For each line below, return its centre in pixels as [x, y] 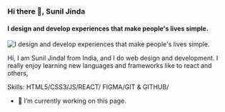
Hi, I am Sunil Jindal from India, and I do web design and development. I [113, 58]
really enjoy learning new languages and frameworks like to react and [110, 66]
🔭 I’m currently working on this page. [72, 101]
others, [18, 73]
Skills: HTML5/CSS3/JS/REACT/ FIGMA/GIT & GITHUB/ [88, 87]
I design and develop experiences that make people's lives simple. [108, 29]
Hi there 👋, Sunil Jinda [46, 11]
